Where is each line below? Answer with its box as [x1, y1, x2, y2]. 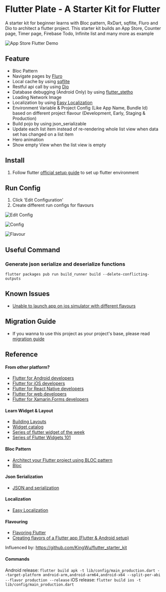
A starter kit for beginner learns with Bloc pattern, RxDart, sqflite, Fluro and [5, 20, 159, 26]
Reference [5, 350, 38, 359]
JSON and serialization [12, 485, 59, 491]
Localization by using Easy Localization [12, 99, 93, 105]
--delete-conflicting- [102, 272, 150, 277]
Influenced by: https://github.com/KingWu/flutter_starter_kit [5, 545, 127, 551]
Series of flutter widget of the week [12, 429, 85, 435]
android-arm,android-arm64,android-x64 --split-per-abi [43, 572, 161, 578]
